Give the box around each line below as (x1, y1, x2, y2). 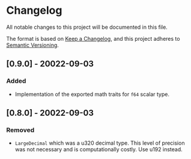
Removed (6, 125, 35, 134)
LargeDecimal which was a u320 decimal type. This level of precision (14, 139, 185, 147)
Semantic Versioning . (6, 41, 59, 49)
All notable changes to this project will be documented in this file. (6, 23, 168, 31)
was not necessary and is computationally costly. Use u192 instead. (14, 146, 183, 153)
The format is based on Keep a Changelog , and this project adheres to (6, 35, 180, 42)
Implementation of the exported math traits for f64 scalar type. (14, 91, 170, 98)
